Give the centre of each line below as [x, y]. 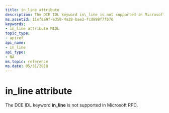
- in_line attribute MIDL [32, 29]
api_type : [16, 52]
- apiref [14, 38]
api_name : [16, 43]
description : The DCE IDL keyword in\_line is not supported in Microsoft [85, 15]
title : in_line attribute [32, 10]
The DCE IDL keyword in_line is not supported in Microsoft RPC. [72, 105]
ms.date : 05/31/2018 [27, 66]
